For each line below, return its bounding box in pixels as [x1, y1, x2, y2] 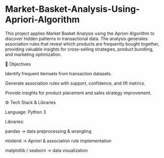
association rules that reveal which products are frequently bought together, [5, 41, 160, 47]
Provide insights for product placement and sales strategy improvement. [5, 90, 152, 96]
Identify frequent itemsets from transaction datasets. [5, 70, 112, 76]
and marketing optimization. [5, 51, 62, 57]
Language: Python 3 [5, 109, 46, 115]
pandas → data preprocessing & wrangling [5, 128, 92, 134]
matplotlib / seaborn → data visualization [5, 147, 88, 153]
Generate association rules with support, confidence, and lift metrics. [5, 80, 146, 86]
